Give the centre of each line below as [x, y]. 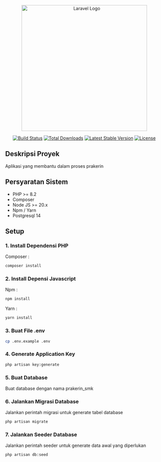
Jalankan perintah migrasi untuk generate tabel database [64, 413]
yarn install [19, 318]
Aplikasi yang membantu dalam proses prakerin [54, 166]
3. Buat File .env [25, 331]
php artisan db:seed [27, 455]
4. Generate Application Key [40, 354]
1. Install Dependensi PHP [37, 245]
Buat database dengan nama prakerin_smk [49, 388]
